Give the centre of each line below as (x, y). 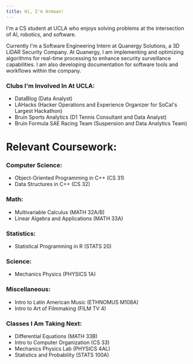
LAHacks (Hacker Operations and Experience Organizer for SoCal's (96, 104)
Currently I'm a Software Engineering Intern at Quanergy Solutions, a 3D (93, 46)
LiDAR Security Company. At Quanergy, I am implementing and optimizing (95, 52)
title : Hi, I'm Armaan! (35, 11)
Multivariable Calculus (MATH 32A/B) (60, 212)
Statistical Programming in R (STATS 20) (63, 246)
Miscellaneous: (28, 289)
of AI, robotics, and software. (41, 34)
